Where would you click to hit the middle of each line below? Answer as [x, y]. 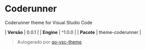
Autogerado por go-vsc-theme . [50, 42]
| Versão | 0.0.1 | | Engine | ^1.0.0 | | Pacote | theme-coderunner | [73, 32]
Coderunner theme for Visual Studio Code [48, 22]
